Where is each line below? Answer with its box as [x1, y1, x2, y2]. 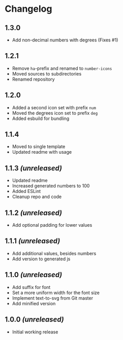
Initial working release [12, 329, 58, 335]
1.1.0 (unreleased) [5, 271, 63, 279]
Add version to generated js [12, 256, 71, 262]
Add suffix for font [12, 284, 51, 290]
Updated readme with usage [12, 149, 72, 155]
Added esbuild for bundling [12, 115, 70, 122]
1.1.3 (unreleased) [5, 164, 62, 173]
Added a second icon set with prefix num [12, 104, 96, 110]
